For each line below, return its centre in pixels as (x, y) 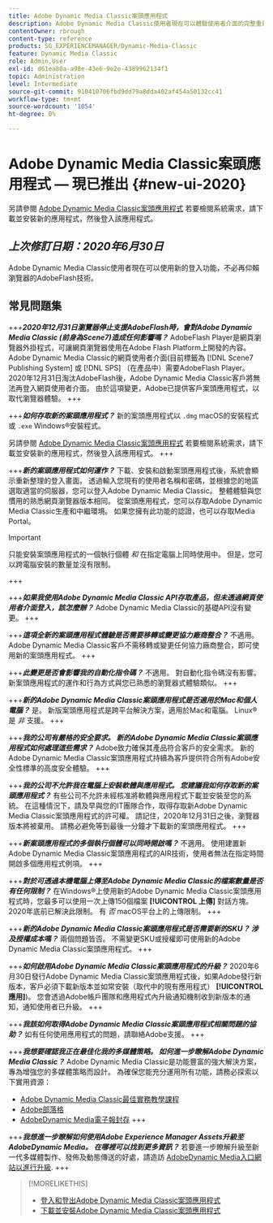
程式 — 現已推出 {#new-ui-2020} (135, 184)
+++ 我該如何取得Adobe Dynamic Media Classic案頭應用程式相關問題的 (129, 1024)
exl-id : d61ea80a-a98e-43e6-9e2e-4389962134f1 (88, 69)
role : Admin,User (38, 62)
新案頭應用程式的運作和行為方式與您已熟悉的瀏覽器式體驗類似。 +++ (123, 683)
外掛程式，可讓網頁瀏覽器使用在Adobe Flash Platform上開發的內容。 (136, 347)
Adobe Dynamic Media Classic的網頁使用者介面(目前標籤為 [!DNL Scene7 (131, 358)
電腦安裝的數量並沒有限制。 (68, 564)
